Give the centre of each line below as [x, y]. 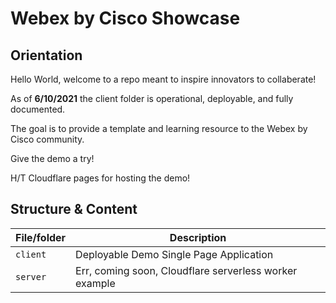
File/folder [41, 237]
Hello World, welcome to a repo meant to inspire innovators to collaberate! [163, 79]
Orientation [46, 55]
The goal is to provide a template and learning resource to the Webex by [159, 128]
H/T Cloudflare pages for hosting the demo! [100, 178]
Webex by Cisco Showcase [125, 18]
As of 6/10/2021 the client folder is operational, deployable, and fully [152, 98]
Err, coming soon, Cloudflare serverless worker [186, 270]
